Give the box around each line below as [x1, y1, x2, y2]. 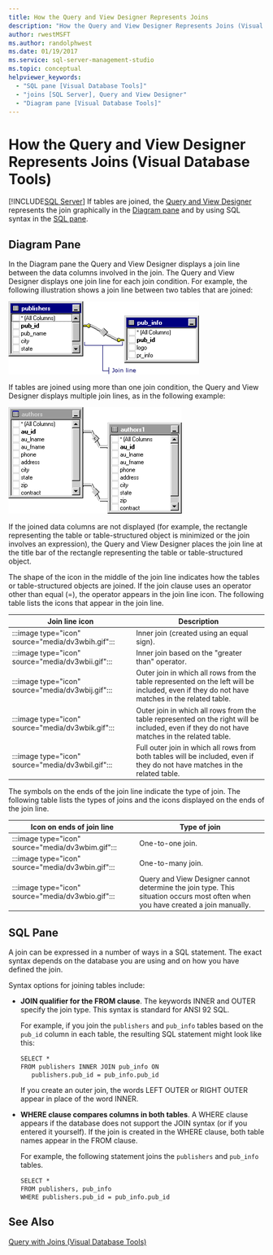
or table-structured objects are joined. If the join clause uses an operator [8, 581, 252, 590]
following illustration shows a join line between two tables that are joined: [8, 285, 253, 295]
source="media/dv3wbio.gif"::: [11, 891, 115, 901]
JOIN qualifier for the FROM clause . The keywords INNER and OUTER [19, 996, 256, 1006]
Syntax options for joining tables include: [8, 980, 145, 990]
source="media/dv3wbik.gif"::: [11, 722, 115, 732]
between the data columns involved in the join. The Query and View [8, 268, 236, 278]
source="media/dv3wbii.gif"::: [11, 656, 113, 667]
